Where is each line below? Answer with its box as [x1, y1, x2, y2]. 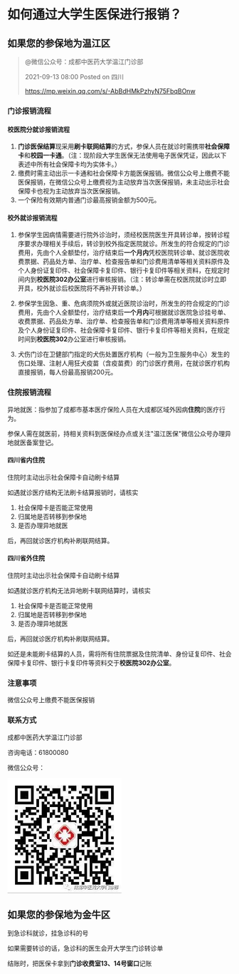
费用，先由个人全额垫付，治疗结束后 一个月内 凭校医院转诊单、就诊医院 [17, 248, 224, 257]
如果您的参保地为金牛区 [7, 909, 110, 921]
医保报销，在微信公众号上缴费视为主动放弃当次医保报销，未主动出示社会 [17, 178, 230, 186]
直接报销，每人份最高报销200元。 [17, 368, 117, 377]
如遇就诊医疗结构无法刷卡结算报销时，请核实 [7, 488, 139, 497]
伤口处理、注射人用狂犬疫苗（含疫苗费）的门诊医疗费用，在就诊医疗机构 [17, 359, 230, 367]
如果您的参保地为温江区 [7, 37, 110, 49]
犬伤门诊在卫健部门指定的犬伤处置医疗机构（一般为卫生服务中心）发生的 [17, 350, 230, 359]
